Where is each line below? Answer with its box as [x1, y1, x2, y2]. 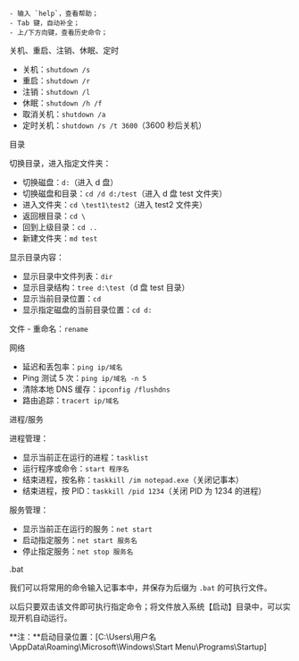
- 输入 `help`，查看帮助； [9, 9, 99, 18]
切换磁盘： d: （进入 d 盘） [21, 177, 119, 187]
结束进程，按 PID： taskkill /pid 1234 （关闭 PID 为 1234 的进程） [21, 486, 266, 496]
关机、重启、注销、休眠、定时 [9, 45, 119, 55]
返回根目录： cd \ [21, 210, 87, 221]
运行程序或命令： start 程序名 [21, 463, 129, 473]
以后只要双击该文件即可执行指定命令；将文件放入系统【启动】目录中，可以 [9, 601, 283, 612]
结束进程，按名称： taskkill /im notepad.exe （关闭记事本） [21, 474, 244, 485]
